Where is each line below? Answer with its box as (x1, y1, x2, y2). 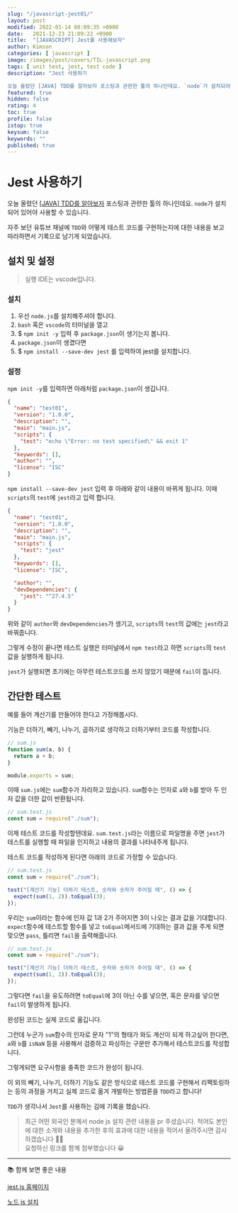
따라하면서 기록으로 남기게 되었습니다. (7, 232, 112, 241)
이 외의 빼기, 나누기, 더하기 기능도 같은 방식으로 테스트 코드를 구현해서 (7, 1078, 200, 1086)
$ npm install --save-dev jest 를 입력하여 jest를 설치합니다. (17, 347, 192, 356)
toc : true (7, 109, 37, 116)
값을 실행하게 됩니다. (7, 653, 64, 661)
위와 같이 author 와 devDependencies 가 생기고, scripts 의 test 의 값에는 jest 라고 (7, 619, 229, 628)
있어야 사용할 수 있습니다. (20, 208, 91, 217)
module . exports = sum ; (7, 772, 74, 779)
